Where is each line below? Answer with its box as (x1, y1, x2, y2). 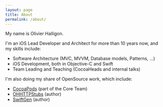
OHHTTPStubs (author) (12, 91, 62, 97)
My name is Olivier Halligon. (5, 31, 64, 37)
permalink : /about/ (5, 17, 47, 22)
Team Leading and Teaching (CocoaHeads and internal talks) (12, 66, 141, 72)
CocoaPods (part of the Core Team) (12, 86, 88, 92)
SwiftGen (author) (12, 96, 50, 102)
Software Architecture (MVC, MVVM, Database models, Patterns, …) (12, 56, 155, 62)
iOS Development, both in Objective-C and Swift (12, 61, 113, 67)
